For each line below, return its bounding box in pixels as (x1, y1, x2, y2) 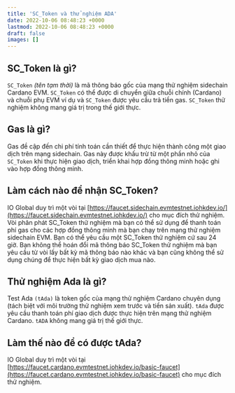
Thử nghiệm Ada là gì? (7, 275, 107, 287)
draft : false (7, 29, 45, 37)
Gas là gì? (7, 123, 51, 135)
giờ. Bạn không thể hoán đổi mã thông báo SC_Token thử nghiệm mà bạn (7, 240, 218, 249)
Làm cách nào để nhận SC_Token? (7, 185, 159, 197)
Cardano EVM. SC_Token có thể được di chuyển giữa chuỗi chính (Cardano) (7, 88, 222, 97)
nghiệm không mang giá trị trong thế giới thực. (7, 103, 141, 111)
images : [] (7, 36, 39, 43)
